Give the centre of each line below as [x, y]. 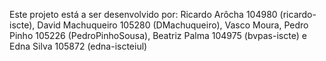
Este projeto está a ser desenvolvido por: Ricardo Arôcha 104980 [143, 14]
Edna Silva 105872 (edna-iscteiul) [78, 46]
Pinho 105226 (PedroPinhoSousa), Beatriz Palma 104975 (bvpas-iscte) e [158, 35]
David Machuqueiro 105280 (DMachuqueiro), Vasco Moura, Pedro [173, 25]
